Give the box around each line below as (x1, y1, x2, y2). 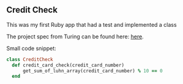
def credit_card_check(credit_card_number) (12, 62, 124, 68)
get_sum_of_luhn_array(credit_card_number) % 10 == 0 (22, 68, 163, 74)
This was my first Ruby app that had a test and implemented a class (6, 21, 177, 28)
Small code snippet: (6, 44, 56, 52)
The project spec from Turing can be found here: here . (6, 33, 144, 40)
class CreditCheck (6, 56, 53, 63)
